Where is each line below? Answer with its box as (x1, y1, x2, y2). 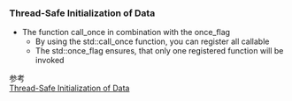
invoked (35, 55, 65, 66)
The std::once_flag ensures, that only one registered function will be (35, 46, 284, 56)
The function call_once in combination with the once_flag (21, 27, 231, 38)
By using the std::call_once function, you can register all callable (35, 36, 270, 47)
